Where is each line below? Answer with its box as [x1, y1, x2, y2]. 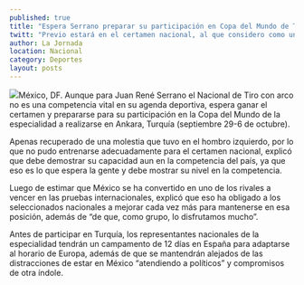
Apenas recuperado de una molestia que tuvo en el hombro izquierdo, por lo [9, 136, 294, 147]
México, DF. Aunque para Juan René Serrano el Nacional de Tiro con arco [18, 90, 294, 100]
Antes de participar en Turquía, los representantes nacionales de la [9, 228, 260, 240]
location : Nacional [9, 47, 83, 56]
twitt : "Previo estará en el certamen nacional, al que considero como [9, 30, 285, 39]
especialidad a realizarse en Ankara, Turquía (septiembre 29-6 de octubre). [9, 119, 290, 129]
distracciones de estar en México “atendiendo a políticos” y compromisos [9, 257, 285, 268]
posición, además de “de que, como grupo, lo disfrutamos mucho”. [9, 211, 259, 222]
